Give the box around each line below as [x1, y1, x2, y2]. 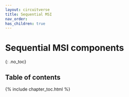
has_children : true [5, 21, 46, 26]
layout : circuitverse [5, 7, 50, 12]
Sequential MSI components [5, 43, 124, 53]
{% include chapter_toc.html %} [5, 86, 70, 92]
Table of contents [5, 73, 61, 82]
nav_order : [5, 16, 28, 21]
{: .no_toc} [5, 59, 26, 65]
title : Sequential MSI [5, 12, 52, 17]
